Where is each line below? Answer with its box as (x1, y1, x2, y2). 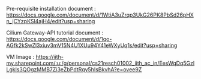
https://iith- (35, 53, 64, 60)
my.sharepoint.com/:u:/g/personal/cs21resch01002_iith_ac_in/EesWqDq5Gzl (6, 59, 195, 67)
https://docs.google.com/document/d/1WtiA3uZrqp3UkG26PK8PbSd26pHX (6, 11, 194, 18)
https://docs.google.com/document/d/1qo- (6, 36, 112, 42)
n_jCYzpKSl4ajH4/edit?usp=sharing (6, 18, 95, 24)
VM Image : (6, 53, 35, 60)
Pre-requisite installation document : (6, 5, 96, 12)
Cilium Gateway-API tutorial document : (6, 29, 104, 36)
